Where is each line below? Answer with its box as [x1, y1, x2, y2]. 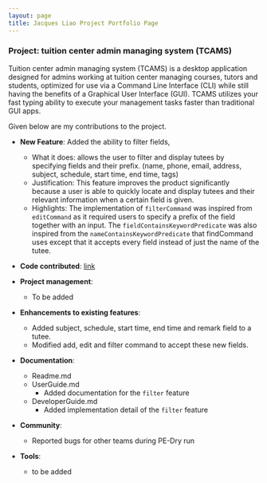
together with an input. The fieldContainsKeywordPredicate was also [31, 220, 257, 230]
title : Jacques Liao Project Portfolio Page [8, 19, 159, 27]
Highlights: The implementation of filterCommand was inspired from [31, 203, 253, 212]
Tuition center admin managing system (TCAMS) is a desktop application [8, 63, 248, 73]
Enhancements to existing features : [19, 307, 141, 317]
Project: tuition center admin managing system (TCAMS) [8, 46, 233, 57]
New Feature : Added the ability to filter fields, [19, 137, 171, 146]
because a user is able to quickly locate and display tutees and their [31, 186, 255, 196]
